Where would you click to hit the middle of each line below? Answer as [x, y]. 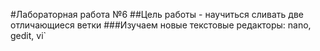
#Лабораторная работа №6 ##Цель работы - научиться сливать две [157, 14]
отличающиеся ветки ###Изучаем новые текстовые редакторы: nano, [161, 25]
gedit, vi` [28, 35]
